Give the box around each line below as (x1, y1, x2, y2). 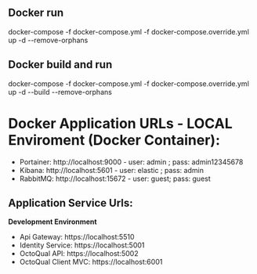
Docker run (8, 6, 64, 20)
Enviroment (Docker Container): (8, 131, 221, 149)
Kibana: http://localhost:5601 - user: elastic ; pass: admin (19, 165, 204, 175)
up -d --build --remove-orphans (8, 87, 112, 96)
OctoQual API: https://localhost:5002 (19, 249, 139, 258)
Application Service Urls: (8, 196, 133, 210)
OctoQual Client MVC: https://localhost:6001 (19, 258, 163, 267)
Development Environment (8, 217, 97, 226)
